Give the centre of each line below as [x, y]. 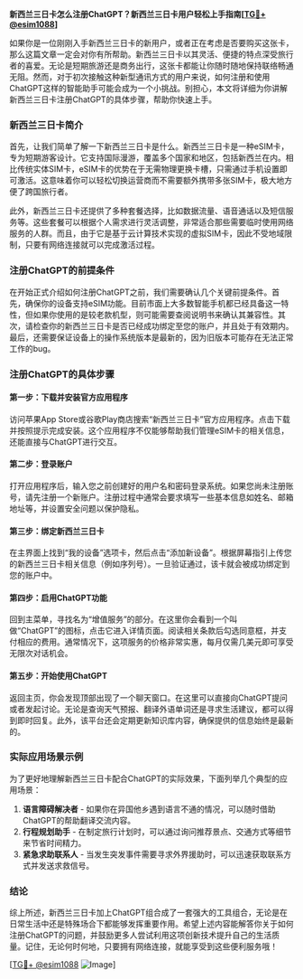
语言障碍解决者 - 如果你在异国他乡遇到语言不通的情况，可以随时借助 [149, 809]
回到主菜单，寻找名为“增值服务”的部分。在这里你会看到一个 [119, 619]
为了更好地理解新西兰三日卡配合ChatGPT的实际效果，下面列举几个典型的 [145, 778]
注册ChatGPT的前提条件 [62, 270]
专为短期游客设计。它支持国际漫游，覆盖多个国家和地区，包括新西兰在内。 [147, 158]
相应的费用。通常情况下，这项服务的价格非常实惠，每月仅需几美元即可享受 [155, 642]
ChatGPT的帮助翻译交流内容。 [79, 820]
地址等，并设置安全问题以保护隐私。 [77, 508]
